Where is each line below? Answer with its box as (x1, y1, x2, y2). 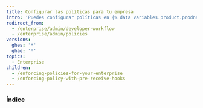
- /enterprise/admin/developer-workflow (11, 25, 115, 32)
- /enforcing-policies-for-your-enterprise (11, 70, 123, 76)
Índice (6, 95, 25, 104)
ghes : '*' (11, 43, 36, 49)
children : (6, 64, 31, 71)
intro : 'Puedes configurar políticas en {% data (6, 14, 131, 20)
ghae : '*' (11, 48, 36, 54)
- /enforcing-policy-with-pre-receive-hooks (11, 76, 126, 82)
